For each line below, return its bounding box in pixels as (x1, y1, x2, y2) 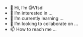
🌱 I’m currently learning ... (10, 15, 64, 21)
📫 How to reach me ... (10, 26, 57, 32)
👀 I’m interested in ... (10, 10, 53, 16)
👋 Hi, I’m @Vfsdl (10, 5, 44, 10)
